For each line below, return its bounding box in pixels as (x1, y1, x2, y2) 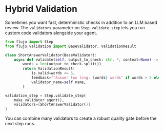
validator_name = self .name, (31, 79, 86, 85)
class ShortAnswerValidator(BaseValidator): (5, 53, 97, 57)
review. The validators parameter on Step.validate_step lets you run (5, 24, 145, 30)
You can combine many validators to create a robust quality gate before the (5, 115, 157, 121)
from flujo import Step (5, 39, 54, 44)
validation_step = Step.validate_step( (5, 93, 86, 98)
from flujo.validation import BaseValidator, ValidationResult (5, 44, 137, 49)
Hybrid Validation (5, 3, 78, 15)
